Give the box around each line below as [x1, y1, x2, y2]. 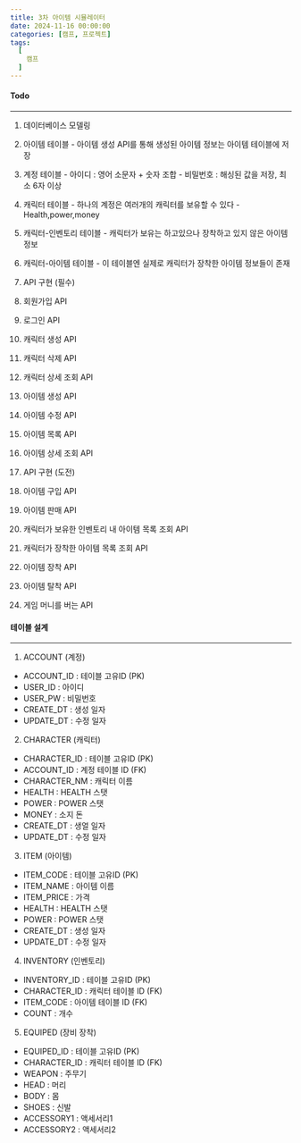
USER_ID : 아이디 [22, 682, 84, 693]
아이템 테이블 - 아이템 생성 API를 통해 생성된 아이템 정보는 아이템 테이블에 [22, 139, 280, 150]
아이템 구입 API [22, 486, 77, 497]
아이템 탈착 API [22, 581, 77, 592]
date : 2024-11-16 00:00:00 [10, 21, 111, 30]
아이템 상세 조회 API [22, 448, 94, 458]
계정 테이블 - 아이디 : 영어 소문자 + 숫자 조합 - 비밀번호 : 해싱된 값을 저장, [22, 169, 278, 180]
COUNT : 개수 [22, 1008, 74, 1019]
